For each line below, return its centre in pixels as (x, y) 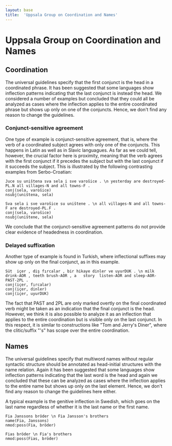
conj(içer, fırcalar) (28, 285)
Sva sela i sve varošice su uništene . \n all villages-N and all (78, 204)
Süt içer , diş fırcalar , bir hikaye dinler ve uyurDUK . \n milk (80, 271)
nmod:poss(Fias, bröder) (32, 438)
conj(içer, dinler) (26, 289)
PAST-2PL (15, 280)
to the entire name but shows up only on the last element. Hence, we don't (84, 386)
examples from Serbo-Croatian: (39, 172)
